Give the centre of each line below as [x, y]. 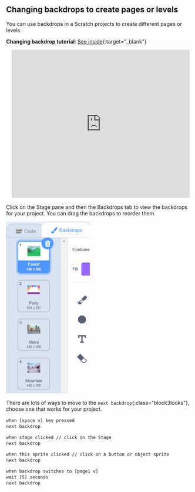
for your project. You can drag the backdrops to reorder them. [81, 213]
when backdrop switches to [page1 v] [52, 471]
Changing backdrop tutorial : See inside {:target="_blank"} [76, 41]
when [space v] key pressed [41, 420]
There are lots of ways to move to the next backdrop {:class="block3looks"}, [98, 403]
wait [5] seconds [27, 477]
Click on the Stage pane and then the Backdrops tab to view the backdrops [97, 207]
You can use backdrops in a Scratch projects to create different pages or [94, 24]
